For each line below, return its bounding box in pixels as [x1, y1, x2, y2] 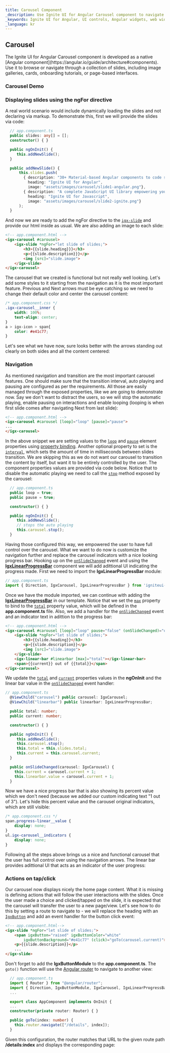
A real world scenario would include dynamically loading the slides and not [5, 108, 161, 114]
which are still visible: [5, 804, 50, 810]
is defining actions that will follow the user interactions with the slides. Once [5, 892, 163, 898]
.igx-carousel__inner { [5, 305, 56, 311]
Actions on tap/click [5, 875, 56, 882]
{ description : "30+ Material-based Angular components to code [23, 175, 162, 180]
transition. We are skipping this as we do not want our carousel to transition [5, 454, 163, 460]
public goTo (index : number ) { [10, 1018, 73, 1023]
